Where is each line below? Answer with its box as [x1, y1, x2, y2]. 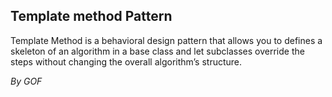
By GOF [10, 75, 43, 87]
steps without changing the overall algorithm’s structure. [10, 55, 243, 68]
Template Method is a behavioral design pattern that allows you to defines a [10, 34, 323, 46]
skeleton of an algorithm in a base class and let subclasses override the [10, 45, 305, 57]
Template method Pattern [10, 8, 173, 25]
